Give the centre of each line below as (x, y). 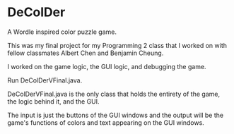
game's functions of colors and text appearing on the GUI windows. (106, 122)
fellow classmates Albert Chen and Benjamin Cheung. (86, 53)
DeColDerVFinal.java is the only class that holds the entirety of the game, (114, 94)
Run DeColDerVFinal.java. (45, 80)
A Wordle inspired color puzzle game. (62, 32)
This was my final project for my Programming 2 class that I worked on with (117, 45)
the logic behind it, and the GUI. (54, 101)
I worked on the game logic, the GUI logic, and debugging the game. (107, 66)
